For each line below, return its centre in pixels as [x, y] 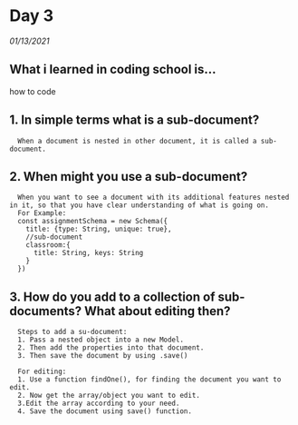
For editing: [42, 372]
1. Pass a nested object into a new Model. [101, 340]
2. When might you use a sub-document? [129, 177]
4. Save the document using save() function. [105, 411]
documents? [46, 311]
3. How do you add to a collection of [112, 297]
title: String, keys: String [88, 253]
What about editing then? [158, 311]
